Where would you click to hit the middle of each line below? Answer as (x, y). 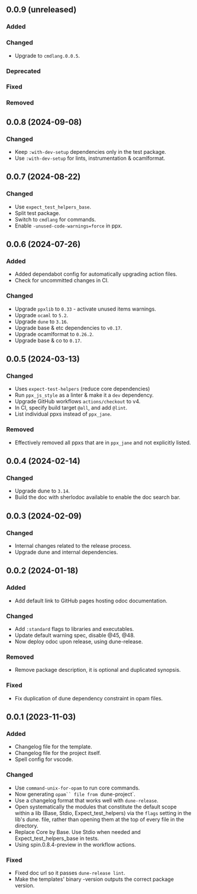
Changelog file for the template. (54, 747)
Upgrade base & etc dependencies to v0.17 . (68, 328)
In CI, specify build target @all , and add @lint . (71, 408)
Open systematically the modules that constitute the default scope (96, 807)
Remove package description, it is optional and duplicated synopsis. (98, 670)
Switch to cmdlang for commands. (55, 219)
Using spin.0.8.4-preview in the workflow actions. (75, 844)
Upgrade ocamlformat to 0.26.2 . (54, 334)
